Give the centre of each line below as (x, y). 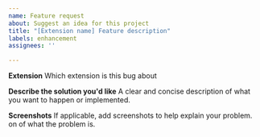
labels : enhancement (43, 38)
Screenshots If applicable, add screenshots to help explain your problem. (130, 116)
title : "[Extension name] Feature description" (90, 31)
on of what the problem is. (52, 124)
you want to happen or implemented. (70, 100)
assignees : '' (32, 46)
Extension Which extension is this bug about (83, 76)
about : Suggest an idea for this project (79, 23)
